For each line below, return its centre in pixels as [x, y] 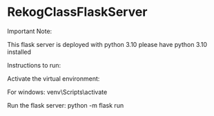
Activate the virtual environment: [53, 78]
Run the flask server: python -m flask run [66, 105]
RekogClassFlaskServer [77, 12]
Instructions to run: [34, 65]
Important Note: [30, 31]
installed [19, 52]
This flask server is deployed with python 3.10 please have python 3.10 [107, 44]
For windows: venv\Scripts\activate [57, 92]
